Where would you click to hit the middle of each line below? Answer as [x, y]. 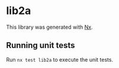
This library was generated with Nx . [49, 27]
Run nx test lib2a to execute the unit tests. [60, 59]
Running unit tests [41, 45]
